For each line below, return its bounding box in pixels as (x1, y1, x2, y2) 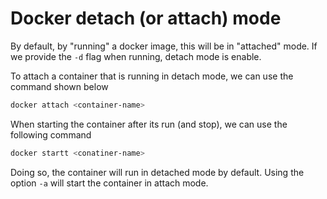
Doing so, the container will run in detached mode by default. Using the (10, 166, 305, 178)
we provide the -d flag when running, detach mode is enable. (10, 50, 262, 62)
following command (10, 128, 92, 141)
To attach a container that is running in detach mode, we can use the (10, 70, 294, 82)
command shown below (10, 80, 109, 92)
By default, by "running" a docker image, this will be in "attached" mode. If (10, 40, 318, 52)
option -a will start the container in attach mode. (10, 177, 209, 189)
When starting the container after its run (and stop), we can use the (10, 118, 288, 130)
